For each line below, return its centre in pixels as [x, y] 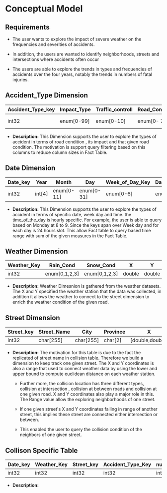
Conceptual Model [44, 9]
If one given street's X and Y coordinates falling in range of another [88, 409]
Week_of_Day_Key [128, 182]
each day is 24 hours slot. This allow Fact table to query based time [82, 230]
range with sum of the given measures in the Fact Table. [70, 236]
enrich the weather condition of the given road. [61, 302]
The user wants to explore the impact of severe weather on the [77, 39]
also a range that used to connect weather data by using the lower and [85, 369]
